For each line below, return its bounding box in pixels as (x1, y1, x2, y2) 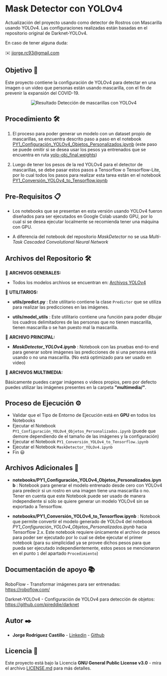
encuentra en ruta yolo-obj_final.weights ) (12, 152, 97, 158)
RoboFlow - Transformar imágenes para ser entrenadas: (5, 581, 121, 587)
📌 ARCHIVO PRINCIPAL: (5, 334, 55, 340)
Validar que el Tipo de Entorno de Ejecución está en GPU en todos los (12, 412, 156, 418)
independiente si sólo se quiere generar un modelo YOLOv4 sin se (12, 498, 149, 504)
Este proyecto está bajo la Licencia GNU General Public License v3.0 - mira (5, 660, 162, 666)
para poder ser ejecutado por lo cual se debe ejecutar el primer (12, 534, 143, 540)
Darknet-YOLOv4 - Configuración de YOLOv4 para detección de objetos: (5, 596, 155, 602)
